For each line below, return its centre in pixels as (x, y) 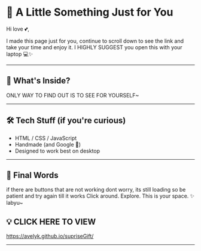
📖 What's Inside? (38, 81)
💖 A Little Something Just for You (90, 12)
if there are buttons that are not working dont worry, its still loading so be (96, 190)
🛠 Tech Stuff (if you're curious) (66, 120)
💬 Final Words (32, 175)
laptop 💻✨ (20, 54)
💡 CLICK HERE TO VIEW (51, 222)
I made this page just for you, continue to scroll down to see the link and (95, 41)
